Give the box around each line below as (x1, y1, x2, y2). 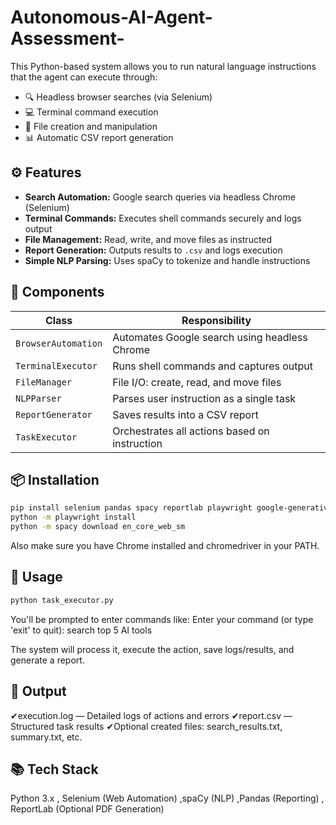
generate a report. (10, 654, 85, 666)
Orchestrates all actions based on (112, 424, 270, 438)
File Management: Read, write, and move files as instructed (24, 233, 273, 245)
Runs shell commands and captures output (112, 359, 314, 373)
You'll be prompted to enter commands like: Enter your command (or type (10, 613, 314, 625)
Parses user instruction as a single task (112, 391, 297, 405)
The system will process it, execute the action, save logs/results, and (10, 643, 295, 655)
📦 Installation (10, 471, 100, 488)
